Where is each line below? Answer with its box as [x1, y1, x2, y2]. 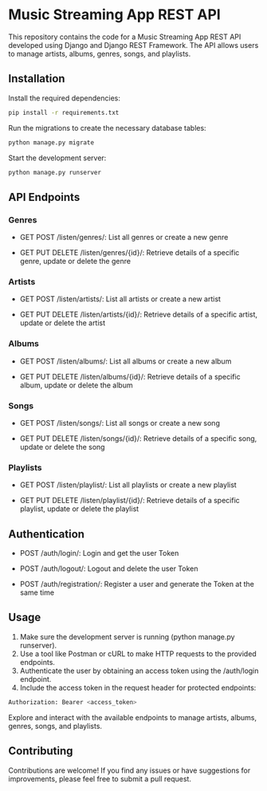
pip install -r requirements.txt [8, 108, 120, 116]
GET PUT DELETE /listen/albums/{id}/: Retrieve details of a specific [19, 372, 241, 381]
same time [19, 588, 54, 597]
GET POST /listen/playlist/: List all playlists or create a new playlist [19, 480, 237, 490]
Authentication [8, 527, 85, 541]
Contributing [8, 744, 73, 758]
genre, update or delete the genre [19, 257, 132, 266]
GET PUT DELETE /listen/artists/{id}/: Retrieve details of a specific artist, [19, 309, 257, 320]
